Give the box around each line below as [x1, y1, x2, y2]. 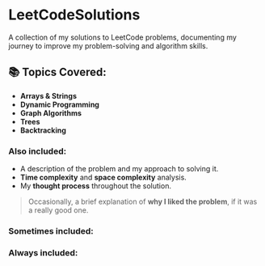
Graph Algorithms [19, 108, 82, 118]
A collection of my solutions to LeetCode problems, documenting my [8, 32, 237, 42]
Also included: [8, 146, 67, 157]
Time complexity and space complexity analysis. [19, 172, 187, 183]
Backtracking [19, 125, 67, 135]
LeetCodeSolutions [8, 6, 141, 24]
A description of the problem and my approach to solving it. [19, 164, 219, 174]
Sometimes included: [8, 225, 95, 236]
